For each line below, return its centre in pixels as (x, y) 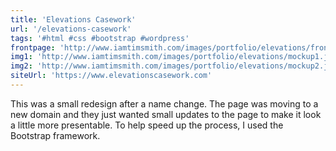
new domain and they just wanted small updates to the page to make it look (166, 114)
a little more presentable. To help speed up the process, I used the (147, 125)
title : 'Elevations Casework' (73, 19)
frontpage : (33, 47)
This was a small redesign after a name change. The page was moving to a (164, 103)
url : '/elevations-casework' (71, 29)
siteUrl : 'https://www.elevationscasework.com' (111, 76)
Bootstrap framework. (55, 135)
